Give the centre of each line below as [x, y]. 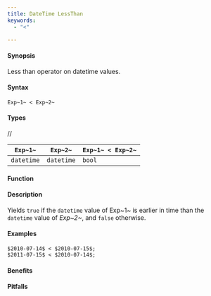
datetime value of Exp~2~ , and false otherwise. [77, 217]
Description [25, 195]
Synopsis [21, 55]
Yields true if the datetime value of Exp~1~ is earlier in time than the [106, 210]
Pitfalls [18, 287]
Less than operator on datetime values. [64, 71]
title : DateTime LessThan [45, 14]
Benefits [20, 270]
